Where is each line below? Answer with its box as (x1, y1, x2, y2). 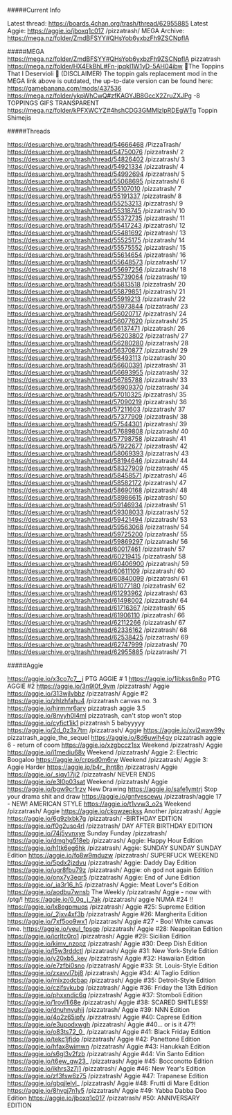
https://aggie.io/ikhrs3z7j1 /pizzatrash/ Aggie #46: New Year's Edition (7, 1064, 206, 1072)
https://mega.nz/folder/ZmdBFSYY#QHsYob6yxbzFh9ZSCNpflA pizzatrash (7, 55, 221, 63)
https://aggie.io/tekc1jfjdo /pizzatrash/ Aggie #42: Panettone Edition (7, 1035, 201, 1043)
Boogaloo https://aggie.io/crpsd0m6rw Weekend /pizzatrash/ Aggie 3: (7, 756, 208, 763)
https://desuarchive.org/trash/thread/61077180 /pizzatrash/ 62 (7, 581, 186, 590)
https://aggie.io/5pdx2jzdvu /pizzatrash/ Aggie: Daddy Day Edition (7, 858, 197, 867)
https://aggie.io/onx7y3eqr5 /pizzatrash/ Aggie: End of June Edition (7, 873, 201, 881)
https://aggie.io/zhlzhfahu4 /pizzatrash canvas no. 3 (7, 697, 157, 705)
